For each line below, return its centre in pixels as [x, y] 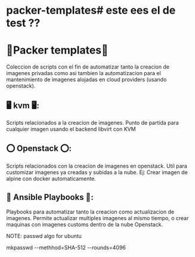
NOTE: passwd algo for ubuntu [44, 236]
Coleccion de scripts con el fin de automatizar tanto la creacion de [88, 67]
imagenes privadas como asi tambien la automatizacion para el [83, 73]
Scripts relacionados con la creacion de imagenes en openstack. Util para [97, 166]
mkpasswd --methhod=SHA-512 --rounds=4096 [66, 247]
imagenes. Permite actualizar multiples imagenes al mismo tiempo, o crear [97, 218]
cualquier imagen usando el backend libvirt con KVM [71, 129]
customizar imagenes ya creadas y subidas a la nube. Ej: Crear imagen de [97, 172]
